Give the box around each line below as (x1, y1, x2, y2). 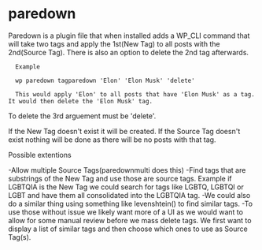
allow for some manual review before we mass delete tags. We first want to (8, 215, 252, 225)
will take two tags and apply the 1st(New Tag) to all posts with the (8, 39, 220, 48)
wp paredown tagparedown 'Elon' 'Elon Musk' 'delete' (15, 76, 195, 84)
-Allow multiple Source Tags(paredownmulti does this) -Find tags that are (8, 165, 246, 174)
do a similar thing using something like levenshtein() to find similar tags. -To (8, 199, 253, 208)
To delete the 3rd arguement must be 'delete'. (8, 111, 157, 121)
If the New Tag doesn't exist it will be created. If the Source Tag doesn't (8, 126, 241, 136)
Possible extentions (8, 150, 72, 159)
